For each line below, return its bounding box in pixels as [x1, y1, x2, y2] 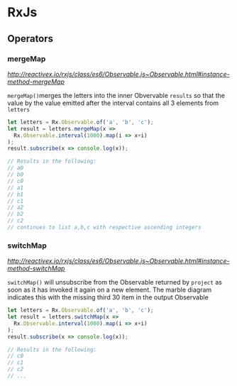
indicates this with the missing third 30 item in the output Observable [7, 293, 209, 302]
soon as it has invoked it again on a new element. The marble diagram [7, 285, 212, 294]
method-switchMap [7, 264, 65, 273]
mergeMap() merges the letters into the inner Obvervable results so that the [7, 91, 226, 99]
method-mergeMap [7, 77, 65, 86]
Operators [7, 33, 54, 45]
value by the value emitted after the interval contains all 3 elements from [7, 99, 219, 107]
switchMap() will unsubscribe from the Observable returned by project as [7, 278, 222, 287]
